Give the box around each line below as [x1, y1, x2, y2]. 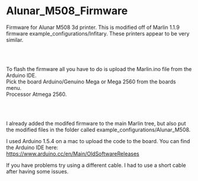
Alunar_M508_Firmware [6, 4, 128, 18]
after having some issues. [6, 167, 69, 175]
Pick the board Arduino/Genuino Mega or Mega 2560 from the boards [6, 78, 176, 85]
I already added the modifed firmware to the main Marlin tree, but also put [6, 119, 186, 127]
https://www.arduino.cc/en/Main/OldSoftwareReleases [6, 150, 139, 157]
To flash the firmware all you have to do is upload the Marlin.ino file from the [6, 65, 192, 72]
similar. [6, 36, 24, 43]
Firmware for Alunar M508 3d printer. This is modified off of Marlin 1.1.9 [6, 24, 180, 31]
